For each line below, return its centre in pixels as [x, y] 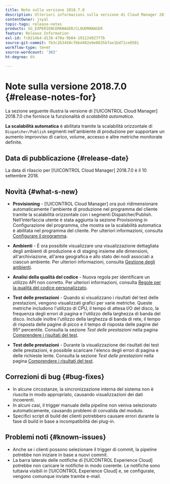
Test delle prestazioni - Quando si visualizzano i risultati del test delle [86, 297]
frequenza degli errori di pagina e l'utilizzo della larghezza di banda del [87, 313]
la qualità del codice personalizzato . [50, 287]
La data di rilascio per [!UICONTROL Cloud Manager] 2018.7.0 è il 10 [76, 170]
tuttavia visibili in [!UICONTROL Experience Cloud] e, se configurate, [84, 471]
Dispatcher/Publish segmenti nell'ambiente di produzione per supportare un [85, 131]
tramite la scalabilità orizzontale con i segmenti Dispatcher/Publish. [82, 214]
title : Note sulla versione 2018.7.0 [45, 10]
